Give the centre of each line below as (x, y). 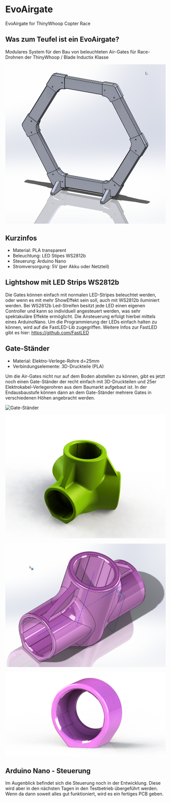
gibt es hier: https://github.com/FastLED (47, 332)
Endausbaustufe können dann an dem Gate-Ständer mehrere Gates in (78, 392)
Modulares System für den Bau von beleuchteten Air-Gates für (71, 51)
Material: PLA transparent (39, 250)
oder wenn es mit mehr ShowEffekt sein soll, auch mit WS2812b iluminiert (82, 300)
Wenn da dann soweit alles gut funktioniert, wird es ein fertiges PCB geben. (84, 794)
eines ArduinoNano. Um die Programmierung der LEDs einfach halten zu (81, 322)
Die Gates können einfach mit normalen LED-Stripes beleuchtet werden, (81, 295)
